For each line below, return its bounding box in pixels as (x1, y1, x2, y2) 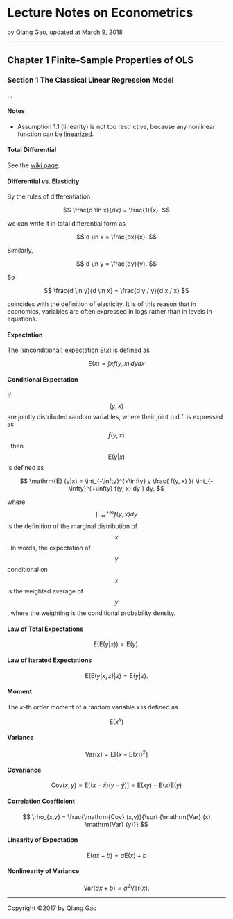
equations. (7, 314, 37, 323)
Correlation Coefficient (7, 797, 75, 806)
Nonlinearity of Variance (7, 867, 80, 875)
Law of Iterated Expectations (7, 656, 92, 664)
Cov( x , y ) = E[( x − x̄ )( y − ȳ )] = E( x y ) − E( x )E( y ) (51, 781, 182, 789)
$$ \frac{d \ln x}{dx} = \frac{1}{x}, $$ (63, 206, 170, 214)
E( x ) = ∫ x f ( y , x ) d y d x (87, 360, 146, 368)
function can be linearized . (17, 130, 94, 138)
